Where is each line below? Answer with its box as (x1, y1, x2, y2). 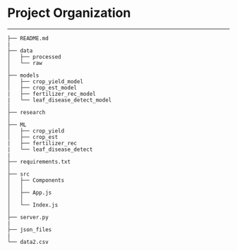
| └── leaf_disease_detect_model (7, 97, 112, 104)
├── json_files (7, 226, 52, 233)
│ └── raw (7, 59, 42, 66)
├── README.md (7, 35, 49, 42)
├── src (7, 171, 30, 178)
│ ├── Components (7, 176, 65, 184)
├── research (7, 109, 46, 116)
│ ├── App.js (7, 189, 52, 196)
